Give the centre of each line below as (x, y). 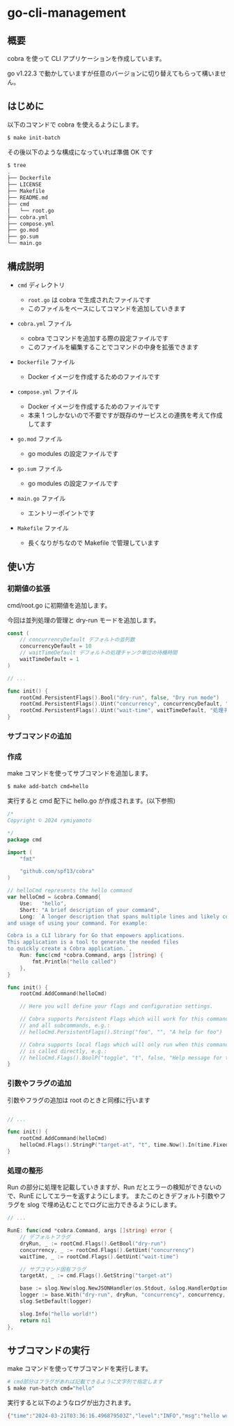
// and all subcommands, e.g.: (65, 1026)
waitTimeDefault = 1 (49, 659)
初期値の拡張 (29, 589)
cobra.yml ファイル (45, 323)
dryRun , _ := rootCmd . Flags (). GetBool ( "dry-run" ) (93, 1243)
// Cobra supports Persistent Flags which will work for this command (124, 1019)
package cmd (24, 840)
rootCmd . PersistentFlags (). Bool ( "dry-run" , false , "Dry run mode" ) (119, 697)
